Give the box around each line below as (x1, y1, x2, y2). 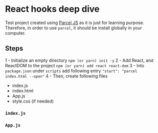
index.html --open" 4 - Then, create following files (5, 73, 108, 79)
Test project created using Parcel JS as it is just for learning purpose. (5, 20, 144, 26)
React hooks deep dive (5, 3, 100, 15)
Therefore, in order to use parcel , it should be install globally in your (5, 25, 142, 30)
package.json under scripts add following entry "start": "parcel (5, 68, 137, 74)
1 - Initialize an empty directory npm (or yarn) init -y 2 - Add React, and (5, 57, 154, 63)
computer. (5, 30, 26, 36)
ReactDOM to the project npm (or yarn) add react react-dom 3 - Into (5, 62, 144, 68)
